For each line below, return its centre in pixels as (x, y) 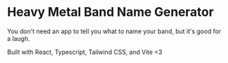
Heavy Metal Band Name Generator (111, 12)
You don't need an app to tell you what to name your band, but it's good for (114, 31)
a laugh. (19, 38)
